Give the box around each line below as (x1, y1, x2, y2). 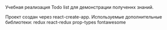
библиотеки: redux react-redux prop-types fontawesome (5, 19, 126, 25)
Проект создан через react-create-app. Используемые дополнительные (5, 14, 162, 19)
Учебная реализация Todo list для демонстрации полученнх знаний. (5, 4, 154, 10)
